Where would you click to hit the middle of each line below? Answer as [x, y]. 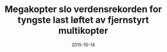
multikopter [83, 31]
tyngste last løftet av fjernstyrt [83, 20]
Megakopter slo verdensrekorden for [83, 9]
